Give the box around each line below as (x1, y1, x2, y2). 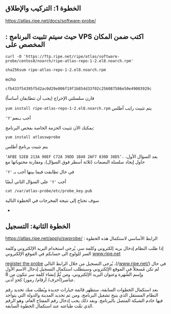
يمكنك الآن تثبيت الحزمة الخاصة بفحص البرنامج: (5, 124, 94, 130)
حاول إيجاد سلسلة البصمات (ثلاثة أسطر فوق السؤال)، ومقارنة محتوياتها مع (5, 159, 145, 165)
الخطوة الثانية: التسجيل (5, 222, 70, 231)
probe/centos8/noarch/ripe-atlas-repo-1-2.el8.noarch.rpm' (5, 58, 134, 63)
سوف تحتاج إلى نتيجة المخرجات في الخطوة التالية (5, 197, 100, 203)
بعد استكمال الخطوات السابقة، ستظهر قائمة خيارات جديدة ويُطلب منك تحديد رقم (5, 286, 158, 293)
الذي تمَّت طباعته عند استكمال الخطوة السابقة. (5, 303, 94, 309)
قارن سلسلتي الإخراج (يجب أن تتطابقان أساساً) (5, 95, 94, 101)
